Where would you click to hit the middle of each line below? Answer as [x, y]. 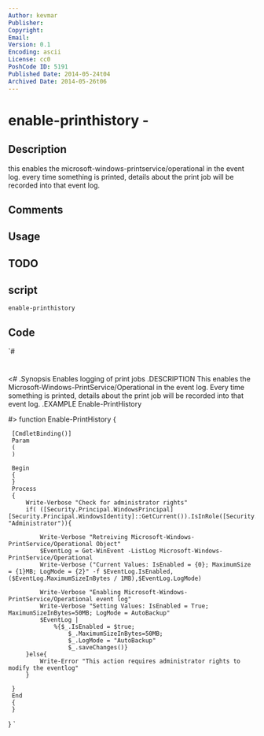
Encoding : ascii [35, 52]
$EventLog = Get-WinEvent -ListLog [98, 551]
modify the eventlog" [44, 668]
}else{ [36, 655]
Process [24, 489]
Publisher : [26, 23]
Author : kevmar [33, 15]
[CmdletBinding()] [42, 434]
